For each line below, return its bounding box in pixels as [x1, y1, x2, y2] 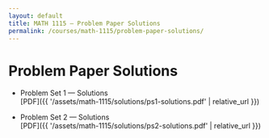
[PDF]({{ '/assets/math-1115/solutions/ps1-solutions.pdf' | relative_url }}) [19, 97, 260, 107]
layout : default [8, 11, 63, 20]
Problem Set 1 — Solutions [19, 88, 108, 98]
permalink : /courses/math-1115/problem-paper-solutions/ [8, 27, 204, 35]
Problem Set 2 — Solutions [19, 112, 110, 122]
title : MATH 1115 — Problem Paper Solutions [8, 19, 161, 27]
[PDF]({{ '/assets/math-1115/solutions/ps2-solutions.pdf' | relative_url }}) [19, 121, 261, 131]
